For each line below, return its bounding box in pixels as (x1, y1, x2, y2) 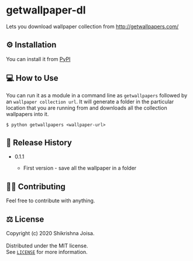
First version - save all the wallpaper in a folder (23, 165, 137, 172)
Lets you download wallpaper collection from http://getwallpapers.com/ (6, 23, 179, 30)
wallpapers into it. (6, 110, 49, 117)
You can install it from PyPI (6, 55, 71, 62)
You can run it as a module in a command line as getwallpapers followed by (6, 91, 188, 99)
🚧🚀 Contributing (6, 181, 66, 191)
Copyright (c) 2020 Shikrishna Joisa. (6, 230, 95, 236)
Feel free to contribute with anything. (6, 197, 95, 204)
